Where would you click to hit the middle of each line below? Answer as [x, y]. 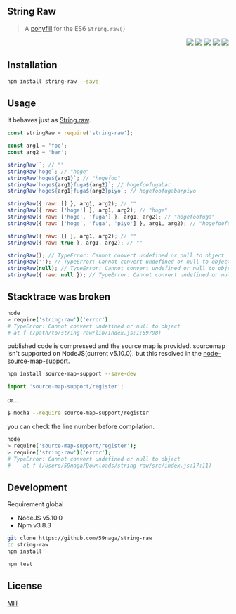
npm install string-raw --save [53, 81]
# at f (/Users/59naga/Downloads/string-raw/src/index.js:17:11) [110, 466]
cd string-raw [28, 545]
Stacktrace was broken [59, 297]
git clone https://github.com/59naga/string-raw [80, 538]
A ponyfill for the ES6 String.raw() [75, 28]
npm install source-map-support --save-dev [72, 374]
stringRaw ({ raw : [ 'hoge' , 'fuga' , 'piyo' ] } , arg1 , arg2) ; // [102, 223]
